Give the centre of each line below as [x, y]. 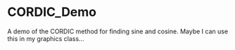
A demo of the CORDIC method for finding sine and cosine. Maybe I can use [118, 31]
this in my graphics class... [46, 38]
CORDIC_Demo [52, 12]
